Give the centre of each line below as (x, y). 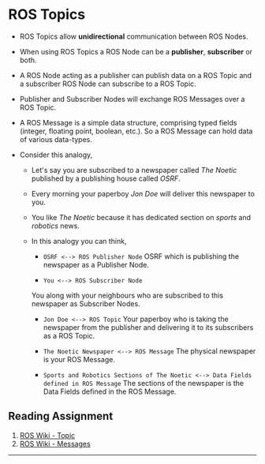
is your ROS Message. (79, 359)
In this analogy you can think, (79, 241)
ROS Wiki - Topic (47, 435)
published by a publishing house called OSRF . (106, 178)
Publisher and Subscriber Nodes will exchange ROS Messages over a (132, 99)
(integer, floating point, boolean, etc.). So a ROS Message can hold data (136, 131)
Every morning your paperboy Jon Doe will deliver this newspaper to (143, 193)
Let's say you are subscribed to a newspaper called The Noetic (134, 170)
